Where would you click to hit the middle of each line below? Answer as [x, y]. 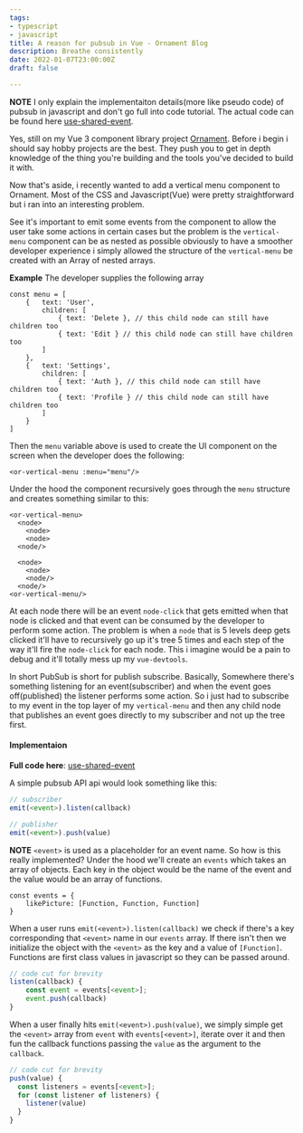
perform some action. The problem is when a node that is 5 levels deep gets [150, 630]
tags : [19, 18]
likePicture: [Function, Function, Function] [113, 903]
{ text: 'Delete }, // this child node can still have [163, 318]
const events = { [42, 895]
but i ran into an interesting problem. [77, 204]
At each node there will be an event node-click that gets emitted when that [149, 611]
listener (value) [57, 1104]
